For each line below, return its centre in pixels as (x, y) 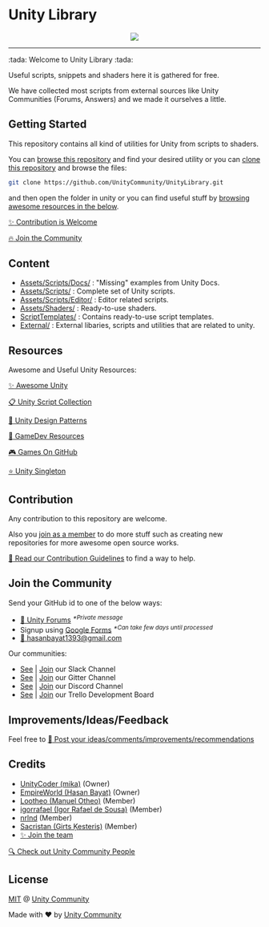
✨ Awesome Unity (38, 386)
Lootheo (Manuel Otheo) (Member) (78, 800)
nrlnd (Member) (46, 818)
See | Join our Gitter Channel (68, 678)
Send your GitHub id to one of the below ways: (85, 602)
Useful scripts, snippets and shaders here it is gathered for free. (114, 75)
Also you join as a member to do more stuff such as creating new (116, 534)
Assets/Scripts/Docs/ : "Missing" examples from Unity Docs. (120, 283)
